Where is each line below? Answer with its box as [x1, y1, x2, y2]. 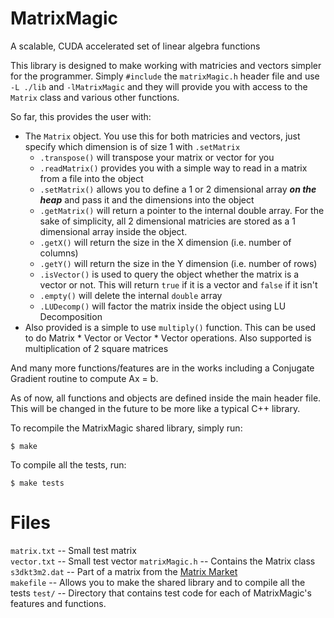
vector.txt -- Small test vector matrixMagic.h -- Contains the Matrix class [10, 555, 316, 567]
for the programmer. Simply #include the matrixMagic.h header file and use [10, 70, 320, 82]
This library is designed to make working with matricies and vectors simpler [10, 59, 322, 71]
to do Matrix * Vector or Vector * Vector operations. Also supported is [24, 332, 312, 344]
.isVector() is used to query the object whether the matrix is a [39, 268, 300, 280]
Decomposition [39, 310, 103, 322]
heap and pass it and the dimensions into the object [39, 193, 255, 206]
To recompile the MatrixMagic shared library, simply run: [10, 422, 243, 434]
